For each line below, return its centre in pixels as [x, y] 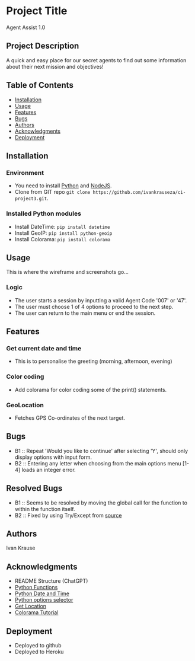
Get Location [30, 606]
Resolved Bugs [34, 488]
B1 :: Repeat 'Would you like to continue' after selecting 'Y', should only [101, 451]
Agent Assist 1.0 [26, 27]
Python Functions [36, 587]
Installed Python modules [44, 213]
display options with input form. [53, 457]
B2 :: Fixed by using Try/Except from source [68, 515]
